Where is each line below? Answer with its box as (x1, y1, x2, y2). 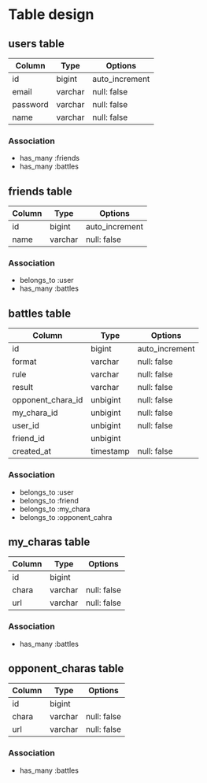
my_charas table (8, 535, 91, 548)
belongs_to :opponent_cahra (19, 512, 113, 521)
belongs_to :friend (19, 495, 79, 505)
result (12, 382, 34, 393)
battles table (8, 306, 72, 320)
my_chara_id (12, 407, 58, 418)
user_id (12, 420, 39, 431)
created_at (12, 446, 52, 457)
